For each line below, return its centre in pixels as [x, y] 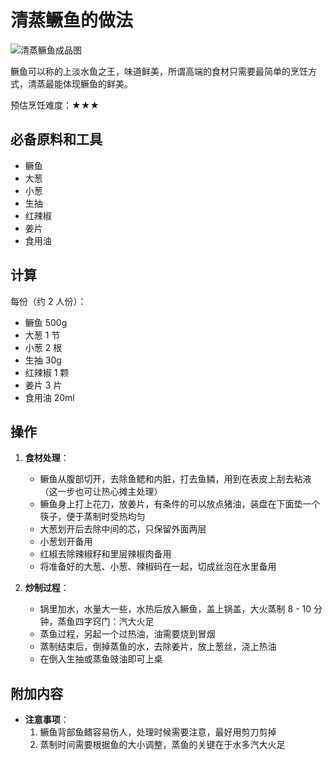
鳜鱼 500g [46, 322]
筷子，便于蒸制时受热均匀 [92, 517]
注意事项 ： [47, 720]
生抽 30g [43, 360]
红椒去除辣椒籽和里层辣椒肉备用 [105, 554]
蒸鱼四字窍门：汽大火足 [106, 622]
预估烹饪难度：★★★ [55, 105]
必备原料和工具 [56, 139]
